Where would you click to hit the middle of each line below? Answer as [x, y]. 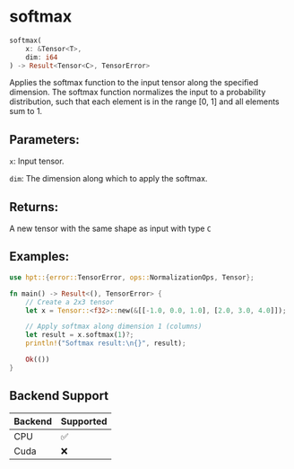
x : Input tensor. [37, 161]
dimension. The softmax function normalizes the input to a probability [138, 93]
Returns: [34, 207]
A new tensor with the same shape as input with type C [110, 229]
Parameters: [44, 140]
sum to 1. [26, 111]
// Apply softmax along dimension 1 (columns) [114, 327]
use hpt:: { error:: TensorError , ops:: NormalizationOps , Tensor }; [132, 277]
